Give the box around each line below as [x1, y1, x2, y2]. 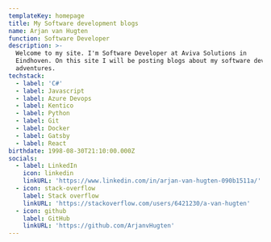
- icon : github [15, 207, 67, 215]
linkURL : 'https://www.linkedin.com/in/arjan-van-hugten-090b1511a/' [23, 177, 262, 186]
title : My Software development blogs [8, 19, 139, 27]
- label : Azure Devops [15, 94, 92, 102]
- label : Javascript [15, 86, 85, 95]
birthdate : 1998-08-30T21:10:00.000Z [8, 147, 135, 155]
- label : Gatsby [15, 131, 70, 140]
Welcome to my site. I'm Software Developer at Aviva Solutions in [15, 49, 248, 57]
